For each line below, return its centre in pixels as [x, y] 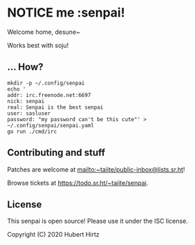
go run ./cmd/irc [32, 131]
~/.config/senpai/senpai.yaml [51, 125]
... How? [25, 67]
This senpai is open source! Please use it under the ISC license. [98, 221]
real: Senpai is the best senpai [55, 107]
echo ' [17, 89]
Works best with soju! [38, 45]
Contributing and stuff [56, 153]
